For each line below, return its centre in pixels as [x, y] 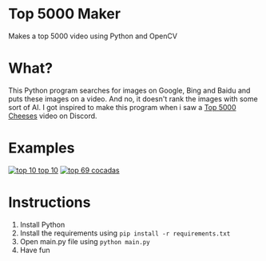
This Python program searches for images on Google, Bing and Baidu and [129, 90]
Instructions [50, 202]
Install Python [42, 224]
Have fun [35, 250]
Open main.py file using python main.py [85, 241]
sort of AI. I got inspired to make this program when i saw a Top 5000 [123, 107]
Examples [42, 148]
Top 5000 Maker [65, 14]
